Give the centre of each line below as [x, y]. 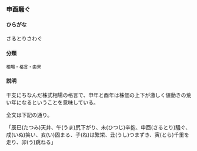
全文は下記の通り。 [29, 115]
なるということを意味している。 [60, 102]
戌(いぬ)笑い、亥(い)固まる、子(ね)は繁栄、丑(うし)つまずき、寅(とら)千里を [98, 135]
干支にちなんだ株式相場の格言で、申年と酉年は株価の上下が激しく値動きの [96, 95]
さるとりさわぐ [24, 39]
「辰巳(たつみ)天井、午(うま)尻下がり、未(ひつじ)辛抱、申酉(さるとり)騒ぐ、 [98, 127]
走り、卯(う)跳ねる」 [31, 142]
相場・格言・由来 [24, 67]
